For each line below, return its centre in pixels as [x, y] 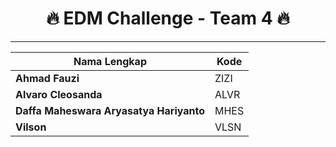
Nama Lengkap [110, 61]
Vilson [31, 127]
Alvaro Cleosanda [59, 94]
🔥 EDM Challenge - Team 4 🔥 [168, 18]
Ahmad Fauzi [47, 78]
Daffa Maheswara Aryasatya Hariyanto [110, 110]
